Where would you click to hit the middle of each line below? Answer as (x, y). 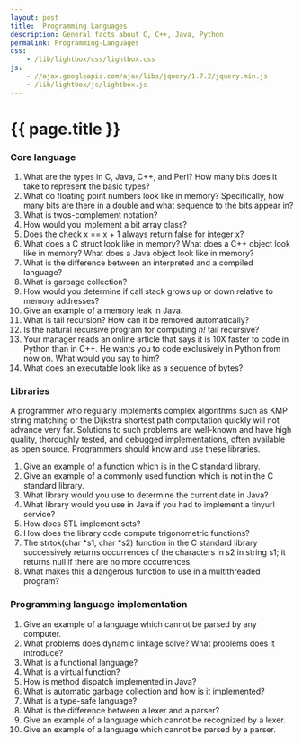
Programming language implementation (99, 605)
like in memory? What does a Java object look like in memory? (138, 254)
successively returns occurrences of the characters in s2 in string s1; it (154, 552)
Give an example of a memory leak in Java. (103, 310)
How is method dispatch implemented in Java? (110, 681)
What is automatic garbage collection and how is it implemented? (144, 691)
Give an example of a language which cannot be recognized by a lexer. (154, 720)
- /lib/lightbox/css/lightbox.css (91, 59)
